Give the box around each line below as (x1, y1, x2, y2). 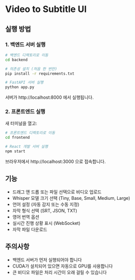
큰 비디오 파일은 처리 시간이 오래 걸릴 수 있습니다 (12, 269, 107, 275)
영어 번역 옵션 (12, 214, 39, 220)
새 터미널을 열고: (5, 120, 37, 126)
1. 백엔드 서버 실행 (5, 41, 46, 48)
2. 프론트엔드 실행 (5, 108, 46, 115)
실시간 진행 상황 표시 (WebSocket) (12, 220, 81, 226)
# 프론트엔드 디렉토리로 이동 (5, 130, 55, 136)
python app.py (5, 85, 35, 90)
